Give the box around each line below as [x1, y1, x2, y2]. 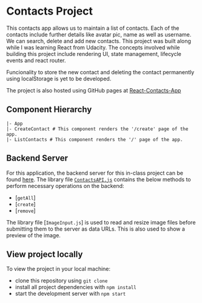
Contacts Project [6, 4, 93, 18]
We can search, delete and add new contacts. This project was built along [6, 37, 191, 44]
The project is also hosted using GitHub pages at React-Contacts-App [6, 86, 181, 94]
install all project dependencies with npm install [15, 284, 136, 291]
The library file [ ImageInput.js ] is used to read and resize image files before [6, 218, 196, 226]
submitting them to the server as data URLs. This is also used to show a [6, 225, 185, 232]
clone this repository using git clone [15, 277, 108, 284]
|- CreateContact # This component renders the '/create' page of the [6, 126, 189, 132]
